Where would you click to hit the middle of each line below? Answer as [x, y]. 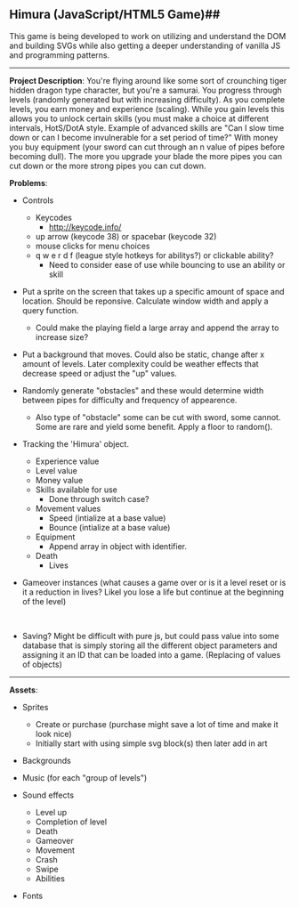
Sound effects [48, 795]
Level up [51, 812]
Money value [59, 480]
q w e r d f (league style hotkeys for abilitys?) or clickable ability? [154, 255]
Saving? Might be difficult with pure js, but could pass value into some [150, 636]
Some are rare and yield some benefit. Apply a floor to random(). [154, 426]
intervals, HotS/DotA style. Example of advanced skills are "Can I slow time [147, 127]
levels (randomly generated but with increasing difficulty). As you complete [147, 99]
